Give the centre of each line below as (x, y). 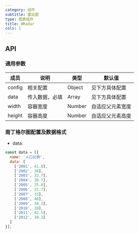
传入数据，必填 (45, 97)
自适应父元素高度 (111, 115)
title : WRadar (20, 24)
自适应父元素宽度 (111, 106)
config (15, 87)
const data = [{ (22, 152)
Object (75, 87)
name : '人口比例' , (27, 157)
